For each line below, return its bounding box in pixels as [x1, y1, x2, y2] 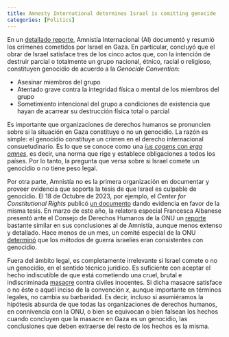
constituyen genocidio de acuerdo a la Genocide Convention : [7, 65, 180, 73]
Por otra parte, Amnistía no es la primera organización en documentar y [7, 177, 210, 185]
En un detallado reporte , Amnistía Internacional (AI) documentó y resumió [7, 35, 215, 43]
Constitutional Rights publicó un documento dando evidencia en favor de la [7, 199, 220, 207]
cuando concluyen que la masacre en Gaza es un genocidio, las [7, 314, 188, 323]
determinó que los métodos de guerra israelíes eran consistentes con [7, 235, 204, 244]
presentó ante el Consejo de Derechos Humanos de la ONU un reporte [7, 213, 206, 222]
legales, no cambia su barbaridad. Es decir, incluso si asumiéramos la [7, 292, 204, 301]
